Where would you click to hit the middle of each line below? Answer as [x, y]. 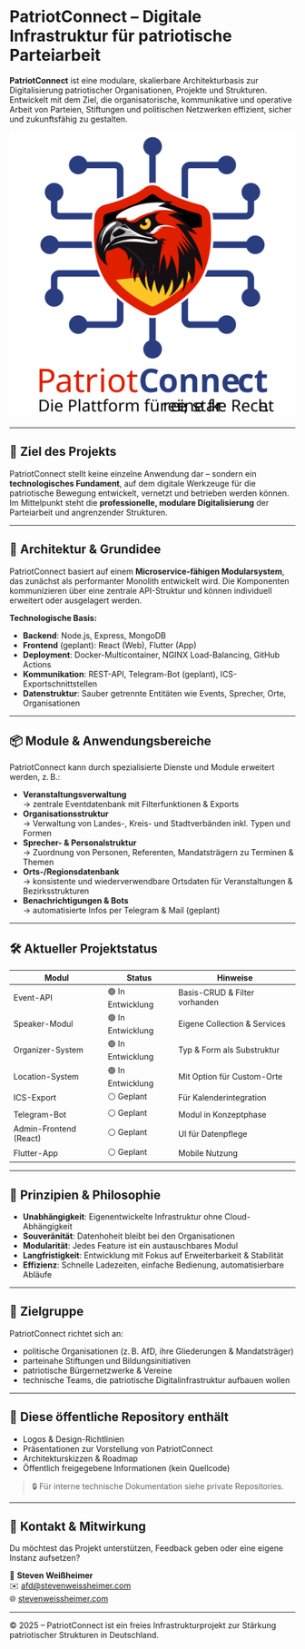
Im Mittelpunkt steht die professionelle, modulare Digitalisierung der [139, 502]
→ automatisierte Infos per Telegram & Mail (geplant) [121, 911]
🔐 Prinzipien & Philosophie [85, 1195]
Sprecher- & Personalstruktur [79, 843]
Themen [38, 862]
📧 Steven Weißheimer [51, 1575]
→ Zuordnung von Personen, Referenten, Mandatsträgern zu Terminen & [158, 853]
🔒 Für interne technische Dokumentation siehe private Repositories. [157, 1486]
